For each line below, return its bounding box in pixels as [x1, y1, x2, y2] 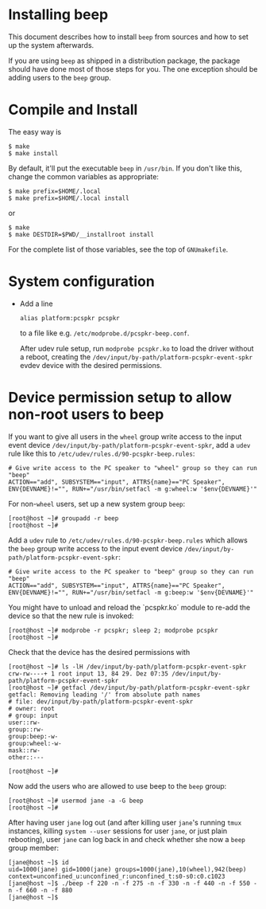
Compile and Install [8, 101, 138, 119]
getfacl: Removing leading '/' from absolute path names [8, 691, 201, 699]
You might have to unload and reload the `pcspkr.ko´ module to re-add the [8, 602, 251, 612]
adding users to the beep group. [8, 72, 111, 82]
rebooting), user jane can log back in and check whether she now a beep [8, 834, 246, 844]
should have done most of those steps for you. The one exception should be [8, 64, 258, 73]
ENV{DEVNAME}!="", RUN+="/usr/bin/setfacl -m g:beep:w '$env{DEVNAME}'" [8, 588, 254, 597]
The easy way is [8, 127, 62, 136]
